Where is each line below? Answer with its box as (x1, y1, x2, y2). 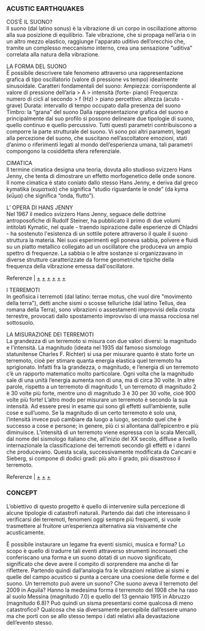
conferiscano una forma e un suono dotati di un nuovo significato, (6, 554, 173, 561)
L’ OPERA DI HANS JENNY (6, 204, 73, 211)
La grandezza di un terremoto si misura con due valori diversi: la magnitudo (6, 338, 197, 345)
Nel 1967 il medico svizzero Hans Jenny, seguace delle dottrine (6, 211, 166, 218)
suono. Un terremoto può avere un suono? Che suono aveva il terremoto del (6, 579, 198, 587)
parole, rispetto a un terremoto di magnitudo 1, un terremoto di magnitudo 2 (6, 383, 197, 390)
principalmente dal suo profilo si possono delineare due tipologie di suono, (6, 115, 195, 122)
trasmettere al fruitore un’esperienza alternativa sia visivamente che (6, 522, 177, 529)
